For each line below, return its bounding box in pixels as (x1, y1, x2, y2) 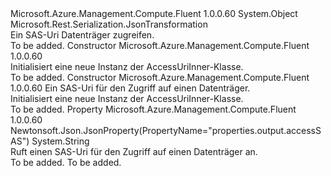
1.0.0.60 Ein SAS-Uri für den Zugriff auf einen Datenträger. (10, 82, 251, 94)
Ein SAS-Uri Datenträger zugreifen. (10, 29, 155, 41)
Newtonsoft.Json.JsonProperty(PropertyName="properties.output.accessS (10, 125, 322, 136)
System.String (31, 135, 90, 147)
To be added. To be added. (10, 157, 122, 168)
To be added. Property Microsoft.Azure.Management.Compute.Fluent (10, 103, 297, 115)
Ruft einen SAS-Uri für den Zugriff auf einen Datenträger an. (10, 146, 258, 157)
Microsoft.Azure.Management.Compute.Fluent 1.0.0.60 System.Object (10, 8, 298, 19)
